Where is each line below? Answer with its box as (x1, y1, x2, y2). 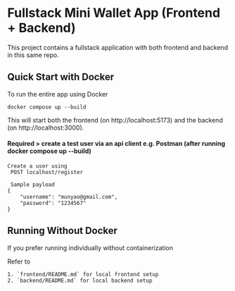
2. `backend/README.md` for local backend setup (7, 277, 153, 284)
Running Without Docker (7, 225, 118, 237)
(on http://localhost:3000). (7, 123, 84, 132)
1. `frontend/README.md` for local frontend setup (7, 271, 159, 278)
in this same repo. (7, 51, 59, 59)
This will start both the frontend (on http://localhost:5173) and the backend (7, 116, 223, 124)
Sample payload (10, 181, 55, 188)
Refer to (7, 257, 30, 266)
